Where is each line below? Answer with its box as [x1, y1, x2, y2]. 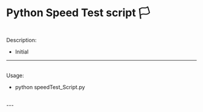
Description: [6, 36, 37, 43]
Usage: [6, 72, 24, 79]
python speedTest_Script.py [14, 83, 86, 90]
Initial [14, 48, 29, 55]
